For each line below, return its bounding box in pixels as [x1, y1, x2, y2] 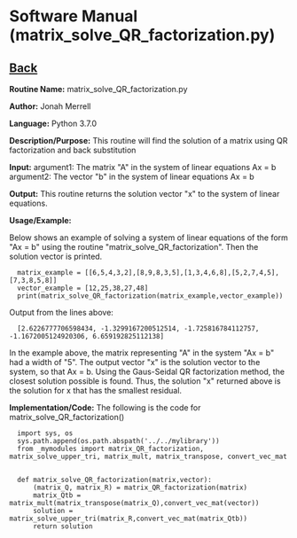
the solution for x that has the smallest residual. [9, 386, 183, 395]
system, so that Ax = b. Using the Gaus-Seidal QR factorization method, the [9, 366, 285, 377]
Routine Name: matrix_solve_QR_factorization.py [9, 84, 188, 94]
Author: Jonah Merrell [9, 101, 91, 112]
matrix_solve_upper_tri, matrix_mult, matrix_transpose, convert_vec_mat [9, 452, 288, 461]
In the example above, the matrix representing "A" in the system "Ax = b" [9, 347, 275, 358]
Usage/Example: [9, 215, 72, 225]
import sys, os [17, 429, 74, 438]
